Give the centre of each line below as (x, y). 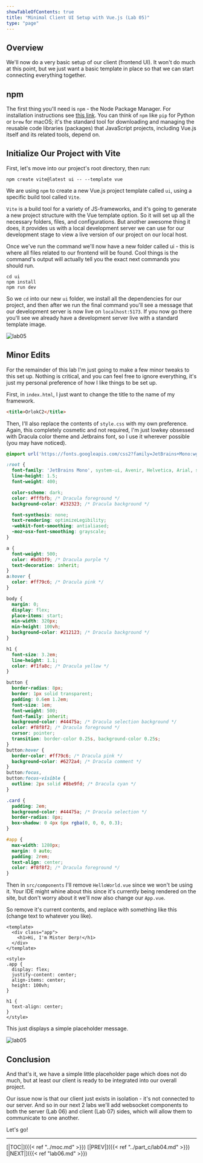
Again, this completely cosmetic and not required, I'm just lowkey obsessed (100, 430)
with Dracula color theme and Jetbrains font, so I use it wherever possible (98, 436)
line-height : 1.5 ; (35, 476)
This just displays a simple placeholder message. (67, 1028)
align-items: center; (39, 980)
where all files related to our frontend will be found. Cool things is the (92, 253)
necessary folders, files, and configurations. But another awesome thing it (98, 221)
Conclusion (28, 1059)
